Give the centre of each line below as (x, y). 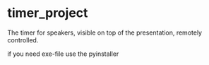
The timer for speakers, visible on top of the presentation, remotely (105, 32)
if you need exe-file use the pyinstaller (63, 54)
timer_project (48, 13)
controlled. (23, 40)
